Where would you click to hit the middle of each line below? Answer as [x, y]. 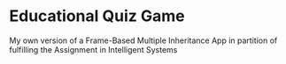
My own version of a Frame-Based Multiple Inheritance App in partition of [143, 40]
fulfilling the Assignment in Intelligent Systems [93, 49]
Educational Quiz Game [97, 16]
